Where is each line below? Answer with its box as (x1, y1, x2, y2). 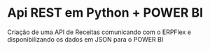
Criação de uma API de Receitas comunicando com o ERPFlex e (7, 28, 191, 36)
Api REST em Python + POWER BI (7, 5, 204, 21)
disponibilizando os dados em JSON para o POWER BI (7, 35, 164, 43)
